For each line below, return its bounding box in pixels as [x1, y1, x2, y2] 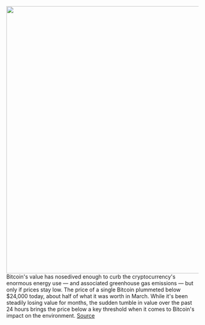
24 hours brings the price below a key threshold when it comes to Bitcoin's [6, 305, 195, 313]
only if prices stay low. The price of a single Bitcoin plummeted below [6, 286, 181, 293]
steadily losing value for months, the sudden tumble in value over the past [6, 299, 192, 306]
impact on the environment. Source [6, 312, 95, 319]
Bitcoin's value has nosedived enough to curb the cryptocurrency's [6, 273, 176, 280]
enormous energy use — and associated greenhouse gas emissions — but [6, 280, 194, 287]
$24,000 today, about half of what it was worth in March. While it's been [6, 293, 188, 299]
